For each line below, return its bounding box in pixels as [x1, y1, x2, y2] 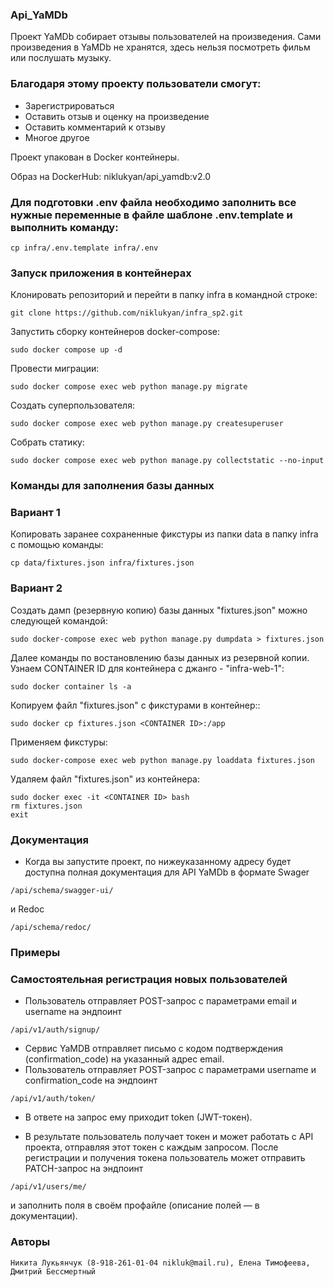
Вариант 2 [10, 581, 63, 595]
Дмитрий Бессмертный [10, 1266, 97, 1277]
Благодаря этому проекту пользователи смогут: [10, 77, 262, 91]
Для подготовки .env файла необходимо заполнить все [10, 195, 297, 209]
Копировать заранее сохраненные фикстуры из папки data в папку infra [10, 528, 319, 540]
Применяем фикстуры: [10, 736, 108, 748]
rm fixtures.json [10, 801, 83, 811]
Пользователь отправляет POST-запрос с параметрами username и [24, 1064, 317, 1076]
